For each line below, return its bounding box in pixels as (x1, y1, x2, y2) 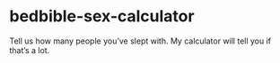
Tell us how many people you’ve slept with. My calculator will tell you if (9, 35, 272, 46)
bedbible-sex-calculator (9, 6, 195, 27)
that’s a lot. (9, 44, 50, 55)
